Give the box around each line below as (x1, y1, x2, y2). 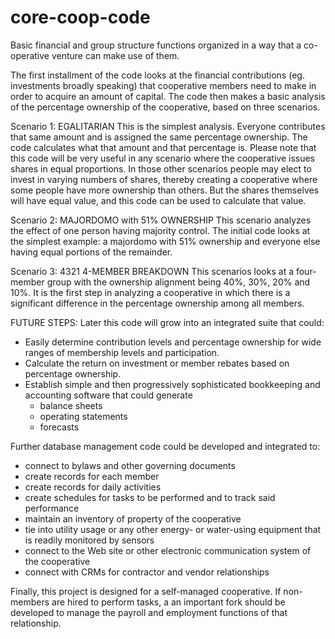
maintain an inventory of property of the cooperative (24, 512, 242, 525)
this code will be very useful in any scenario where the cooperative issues (10, 152, 316, 164)
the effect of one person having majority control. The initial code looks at (10, 224, 311, 236)
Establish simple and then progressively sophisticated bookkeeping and (24, 378, 321, 390)
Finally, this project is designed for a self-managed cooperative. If (10, 585, 282, 597)
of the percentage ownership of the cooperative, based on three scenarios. (10, 101, 321, 113)
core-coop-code (10, 6, 151, 29)
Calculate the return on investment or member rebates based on (24, 357, 290, 369)
